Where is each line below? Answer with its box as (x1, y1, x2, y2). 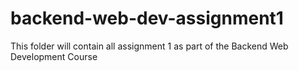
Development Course (10, 50, 98, 62)
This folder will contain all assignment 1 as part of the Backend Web (10, 40, 289, 52)
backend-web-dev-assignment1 (10, 7, 284, 30)
